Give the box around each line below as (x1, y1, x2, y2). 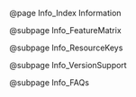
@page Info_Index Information (9, 8, 122, 18)
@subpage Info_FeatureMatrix (9, 25, 122, 35)
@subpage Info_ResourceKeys (9, 42, 123, 53)
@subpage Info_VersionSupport (9, 60, 128, 70)
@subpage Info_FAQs (9, 77, 90, 88)
